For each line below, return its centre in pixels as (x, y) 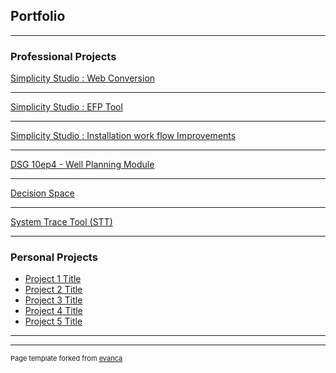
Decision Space (42, 193)
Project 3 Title (53, 300)
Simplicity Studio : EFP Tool (66, 107)
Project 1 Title (53, 279)
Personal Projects (54, 257)
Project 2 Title (53, 290)
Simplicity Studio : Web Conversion (83, 78)
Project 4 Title (53, 311)
